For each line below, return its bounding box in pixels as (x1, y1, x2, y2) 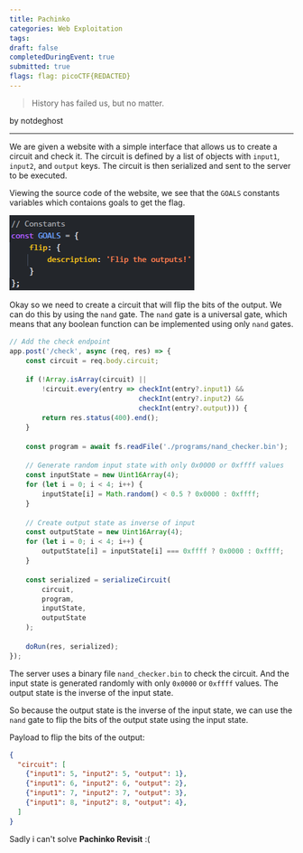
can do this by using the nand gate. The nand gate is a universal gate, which (9, 308, 288, 320)
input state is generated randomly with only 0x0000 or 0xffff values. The (9, 678, 279, 689)
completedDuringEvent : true (9, 52, 115, 62)
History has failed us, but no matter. (31, 98, 165, 108)
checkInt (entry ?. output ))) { (138, 404, 248, 413)
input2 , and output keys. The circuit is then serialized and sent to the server (9, 160, 291, 171)
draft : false (9, 43, 59, 52)
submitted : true (9, 62, 70, 71)
